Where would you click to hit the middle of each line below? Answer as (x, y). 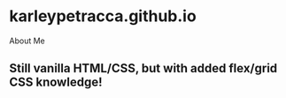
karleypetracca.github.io (103, 16)
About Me (27, 41)
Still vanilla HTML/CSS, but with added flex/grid (143, 68)
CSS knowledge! (56, 83)
